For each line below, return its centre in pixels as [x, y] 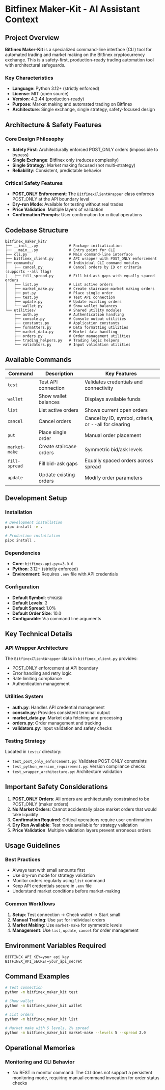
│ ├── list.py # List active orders [59, 285]
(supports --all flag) [28, 272]
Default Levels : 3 [30, 602]
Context [22, 19]
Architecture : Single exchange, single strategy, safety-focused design [83, 110]
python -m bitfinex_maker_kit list [41, 1019]
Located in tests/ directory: [33, 751]
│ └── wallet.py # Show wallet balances [61, 306]
